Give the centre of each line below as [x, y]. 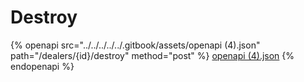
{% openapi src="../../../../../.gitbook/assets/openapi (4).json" [135, 45]
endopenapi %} [42, 66]
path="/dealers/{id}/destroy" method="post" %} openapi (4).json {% [152, 55]
